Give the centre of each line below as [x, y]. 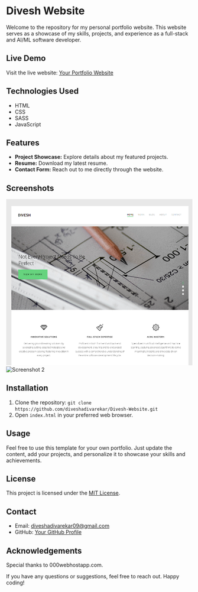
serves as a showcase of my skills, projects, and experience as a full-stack [97, 33]
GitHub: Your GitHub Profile [48, 532]
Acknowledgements [44, 551]
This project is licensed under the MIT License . [63, 493]
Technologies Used [42, 91]
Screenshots [30, 188]
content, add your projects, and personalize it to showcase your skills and [96, 454]
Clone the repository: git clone [53, 402]
